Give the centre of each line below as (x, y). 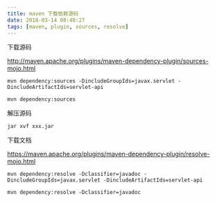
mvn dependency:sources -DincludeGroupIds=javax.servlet (91, 81)
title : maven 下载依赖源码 (43, 14)
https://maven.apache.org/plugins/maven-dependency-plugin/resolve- (108, 154)
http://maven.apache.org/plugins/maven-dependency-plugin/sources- (108, 61)
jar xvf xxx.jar (31, 127)
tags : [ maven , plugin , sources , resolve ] (68, 26)
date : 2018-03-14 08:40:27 (46, 20)
